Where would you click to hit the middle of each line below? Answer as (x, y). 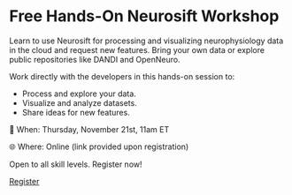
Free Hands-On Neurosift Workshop (144, 16)
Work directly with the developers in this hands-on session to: (122, 76)
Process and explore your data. (79, 94)
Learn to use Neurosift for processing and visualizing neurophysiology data (146, 41)
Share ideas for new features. (76, 112)
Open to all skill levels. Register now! (76, 164)
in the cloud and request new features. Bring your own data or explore (137, 49)
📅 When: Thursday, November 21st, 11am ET (89, 129)
